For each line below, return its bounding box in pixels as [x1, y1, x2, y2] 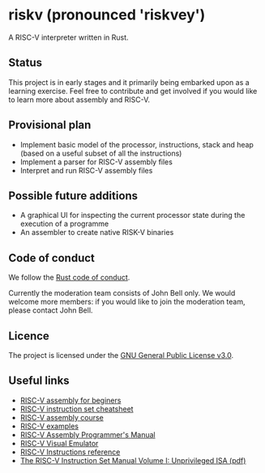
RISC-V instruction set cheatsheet [19, 403, 134, 414]
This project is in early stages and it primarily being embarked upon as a [8, 77, 250, 87]
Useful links [8, 374, 71, 388]
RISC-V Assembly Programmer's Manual [19, 429, 156, 439]
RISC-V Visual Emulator [19, 438, 99, 448]
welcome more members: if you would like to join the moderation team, [8, 297, 246, 307]
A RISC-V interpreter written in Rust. [8, 32, 129, 42]
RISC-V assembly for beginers [19, 395, 122, 405]
